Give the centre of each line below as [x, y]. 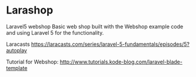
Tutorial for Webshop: [32, 62]
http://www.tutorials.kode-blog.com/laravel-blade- [121, 62]
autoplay [17, 50]
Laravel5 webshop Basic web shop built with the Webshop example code [95, 26]
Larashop [30, 10]
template [17, 68]
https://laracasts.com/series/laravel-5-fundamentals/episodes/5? [111, 44]
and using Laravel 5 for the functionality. [55, 32]
